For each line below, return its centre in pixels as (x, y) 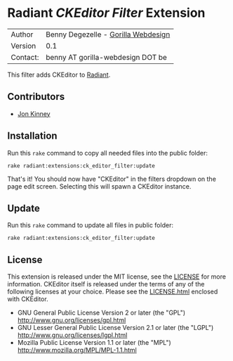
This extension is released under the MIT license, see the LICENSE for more (117, 277)
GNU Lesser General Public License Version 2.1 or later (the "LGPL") (115, 328)
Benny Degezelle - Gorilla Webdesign (108, 34)
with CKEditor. (28, 299)
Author (22, 34)
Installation (32, 136)
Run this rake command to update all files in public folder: (91, 225)
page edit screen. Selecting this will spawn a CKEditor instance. (99, 186)
